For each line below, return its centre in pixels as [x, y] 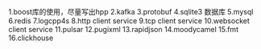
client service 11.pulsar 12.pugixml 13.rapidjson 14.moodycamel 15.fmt [124, 29]
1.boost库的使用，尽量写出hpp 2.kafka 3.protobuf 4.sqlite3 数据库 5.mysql [131, 12]
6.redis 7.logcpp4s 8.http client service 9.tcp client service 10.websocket [129, 21]
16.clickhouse [31, 38]
